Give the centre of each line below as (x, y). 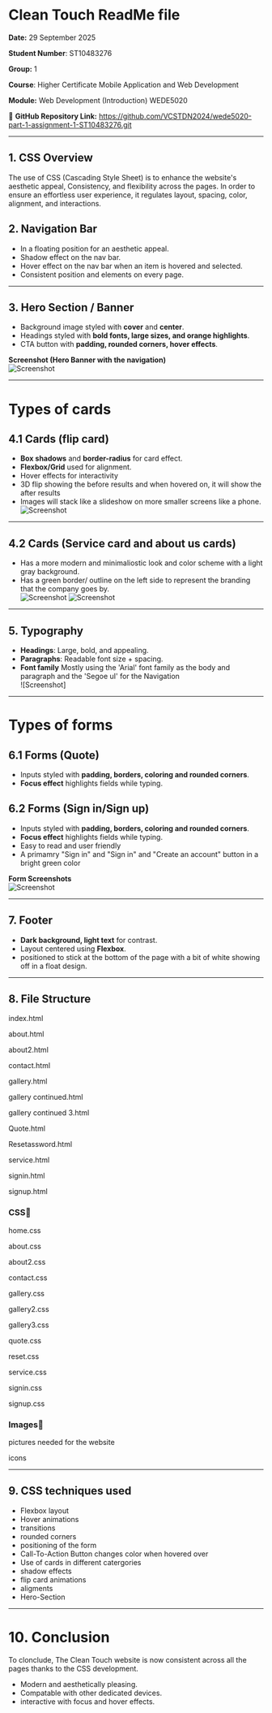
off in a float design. (53, 966)
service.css (28, 1372)
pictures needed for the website (62, 1443)
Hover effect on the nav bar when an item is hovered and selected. (131, 266)
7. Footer (30, 921)
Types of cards (60, 409)
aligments (36, 1588)
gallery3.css (29, 1325)
